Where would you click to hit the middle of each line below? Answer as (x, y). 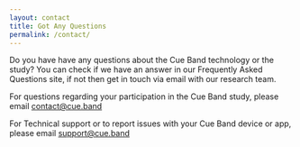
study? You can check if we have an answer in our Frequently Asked (136, 69)
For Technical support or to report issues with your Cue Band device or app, (150, 124)
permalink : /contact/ (50, 34)
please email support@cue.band (70, 133)
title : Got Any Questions (58, 26)
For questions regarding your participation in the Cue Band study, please (144, 96)
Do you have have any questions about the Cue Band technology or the (142, 60)
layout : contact (40, 18)
